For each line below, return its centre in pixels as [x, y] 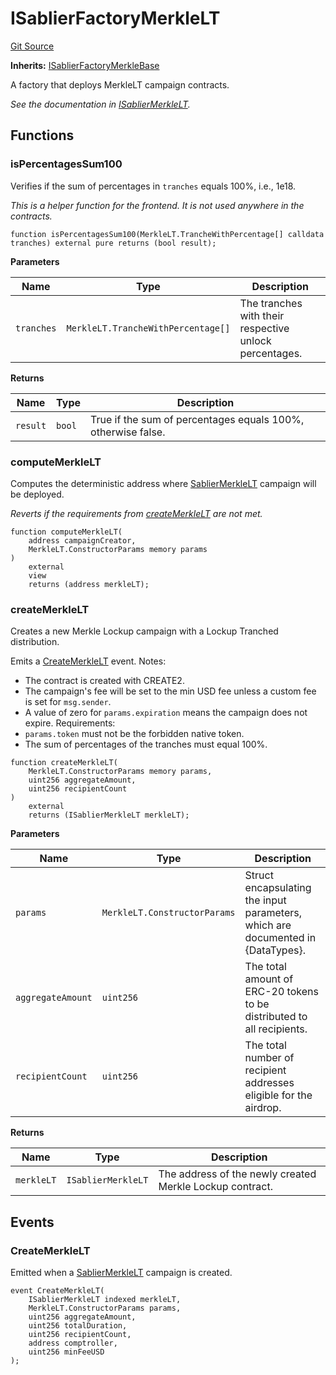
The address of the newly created [237, 1174]
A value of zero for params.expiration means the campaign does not [166, 713]
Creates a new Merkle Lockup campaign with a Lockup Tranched [144, 631]
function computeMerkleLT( [66, 532]
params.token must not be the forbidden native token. [134, 734]
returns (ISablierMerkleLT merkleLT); [109, 815]
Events [32, 1222]
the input [265, 900]
